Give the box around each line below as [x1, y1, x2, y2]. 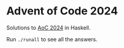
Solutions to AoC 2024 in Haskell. [6, 24, 91, 31]
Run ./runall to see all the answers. [6, 35, 98, 43]
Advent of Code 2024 [6, 4, 118, 18]
